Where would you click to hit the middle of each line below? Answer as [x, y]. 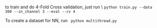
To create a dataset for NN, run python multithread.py [61, 21]
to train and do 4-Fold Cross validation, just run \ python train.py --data [79, 7]
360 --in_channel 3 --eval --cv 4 [40, 12]
